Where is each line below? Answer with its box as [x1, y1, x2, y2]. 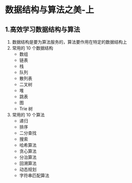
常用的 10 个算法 [12, 112, 45, 117]
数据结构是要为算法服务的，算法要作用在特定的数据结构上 [12, 39, 127, 45]
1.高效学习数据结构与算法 [5, 25, 81, 33]
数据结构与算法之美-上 [5, 4, 95, 16]
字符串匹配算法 [19, 173, 49, 178]
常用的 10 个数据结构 [12, 45, 53, 51]
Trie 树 [19, 106, 33, 112]
